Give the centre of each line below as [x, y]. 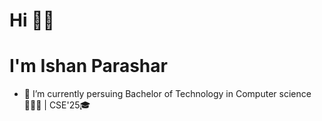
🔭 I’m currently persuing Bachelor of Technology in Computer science [167, 94]
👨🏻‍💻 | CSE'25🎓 [57, 105]
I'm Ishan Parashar [88, 66]
